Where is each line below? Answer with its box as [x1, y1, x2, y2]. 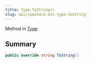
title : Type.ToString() [5, 7, 55, 12]
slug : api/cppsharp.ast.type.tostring [5, 12, 86, 17]
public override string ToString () [5, 53, 79, 58]
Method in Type [5, 25, 37, 31]
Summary [5, 40, 36, 48]
